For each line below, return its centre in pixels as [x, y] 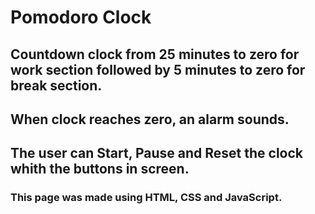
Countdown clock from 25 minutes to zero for [155, 54]
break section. [56, 85]
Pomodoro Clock [81, 17]
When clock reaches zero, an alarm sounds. [150, 119]
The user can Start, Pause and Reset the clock [157, 153]
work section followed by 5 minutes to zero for [158, 69]
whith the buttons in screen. [100, 169]
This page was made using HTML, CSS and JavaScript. [146, 198]
